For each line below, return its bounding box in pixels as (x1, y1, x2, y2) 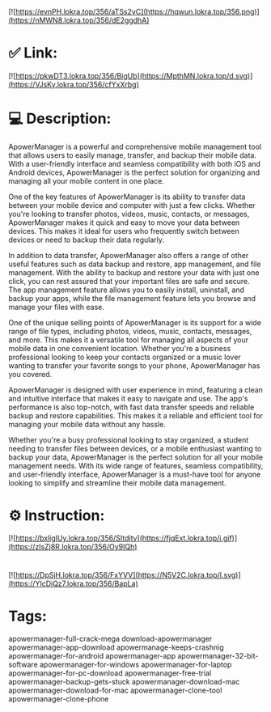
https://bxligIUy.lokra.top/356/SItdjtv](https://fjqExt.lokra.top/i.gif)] (15, 533, 238, 543)
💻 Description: (8, 109, 112, 128)
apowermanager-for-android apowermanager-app (8, 651, 176, 660)
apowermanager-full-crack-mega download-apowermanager (8, 634, 213, 643)
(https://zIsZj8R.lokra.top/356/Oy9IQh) (8, 541, 138, 551)
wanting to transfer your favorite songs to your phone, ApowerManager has (8, 360, 260, 371)
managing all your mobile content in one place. (8, 176, 164, 185)
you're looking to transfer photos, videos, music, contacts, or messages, (8, 209, 250, 218)
